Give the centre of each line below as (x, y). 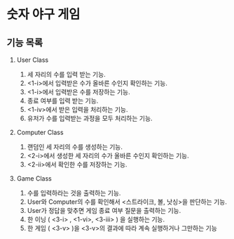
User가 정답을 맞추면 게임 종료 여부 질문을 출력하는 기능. (104, 211)
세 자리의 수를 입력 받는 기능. (66, 74)
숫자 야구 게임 (43, 14)
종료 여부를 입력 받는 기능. (63, 101)
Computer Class (40, 132)
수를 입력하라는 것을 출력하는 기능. (74, 193)
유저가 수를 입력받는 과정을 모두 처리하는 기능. (90, 118)
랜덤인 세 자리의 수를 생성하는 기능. (75, 147)
